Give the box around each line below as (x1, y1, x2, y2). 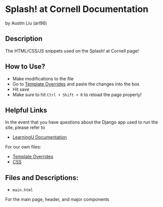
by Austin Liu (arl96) (5, 20, 47, 26)
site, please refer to (5, 124, 45, 130)
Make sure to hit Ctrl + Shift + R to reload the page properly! (12, 91, 142, 97)
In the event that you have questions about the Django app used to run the (5, 119, 158, 125)
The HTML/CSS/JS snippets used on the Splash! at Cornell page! (5, 47, 139, 53)
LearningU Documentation (12, 134, 67, 140)
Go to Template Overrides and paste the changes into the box (12, 81, 140, 87)
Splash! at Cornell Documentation (5, 3, 148, 15)
